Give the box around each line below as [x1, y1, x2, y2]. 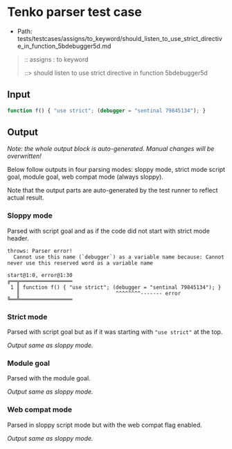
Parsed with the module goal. [7, 374, 91, 382]
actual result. [7, 193, 44, 202]
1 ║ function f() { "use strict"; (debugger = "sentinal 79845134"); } [10, 283, 222, 291]
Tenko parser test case [7, 4, 142, 20]
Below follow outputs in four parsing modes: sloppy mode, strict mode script [7, 166, 226, 174]
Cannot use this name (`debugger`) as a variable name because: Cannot [13, 254, 225, 261]
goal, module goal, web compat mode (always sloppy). [7, 173, 164, 181]
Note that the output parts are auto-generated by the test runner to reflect [7, 186, 218, 195]
